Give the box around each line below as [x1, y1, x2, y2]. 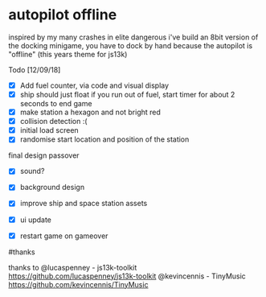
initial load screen [19, 126, 79, 135]
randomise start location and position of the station [19, 134, 190, 144]
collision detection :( [19, 117, 88, 126]
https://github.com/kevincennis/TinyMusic [8, 279, 149, 289]
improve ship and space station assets [19, 199, 148, 208]
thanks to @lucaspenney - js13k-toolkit [8, 262, 137, 272]
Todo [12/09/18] [8, 64, 61, 74]
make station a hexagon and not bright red [19, 107, 161, 118]
